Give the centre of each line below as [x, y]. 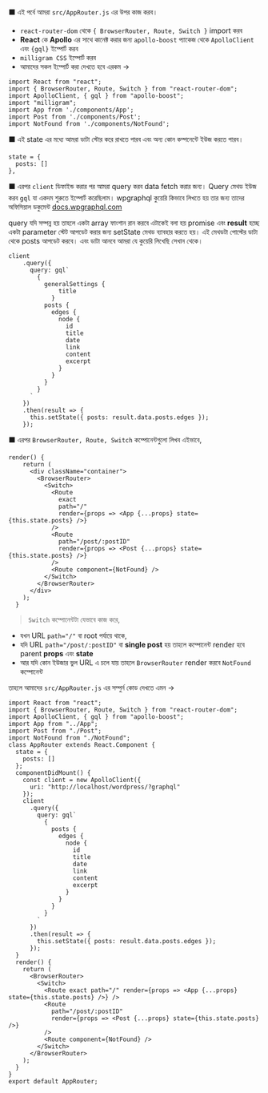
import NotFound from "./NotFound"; [69, 738]
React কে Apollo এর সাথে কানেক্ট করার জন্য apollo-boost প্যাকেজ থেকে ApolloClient [137, 40]
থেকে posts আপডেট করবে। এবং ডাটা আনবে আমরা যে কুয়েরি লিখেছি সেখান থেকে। [106, 241]
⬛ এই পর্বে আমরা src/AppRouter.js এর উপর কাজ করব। [83, 12]
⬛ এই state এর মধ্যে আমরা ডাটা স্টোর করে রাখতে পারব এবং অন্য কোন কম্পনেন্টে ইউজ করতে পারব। [126, 139]
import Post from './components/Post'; [75, 117]
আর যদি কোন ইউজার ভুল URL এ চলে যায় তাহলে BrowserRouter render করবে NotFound [136, 663]
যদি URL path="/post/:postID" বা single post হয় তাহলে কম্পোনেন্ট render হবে [132, 645]
